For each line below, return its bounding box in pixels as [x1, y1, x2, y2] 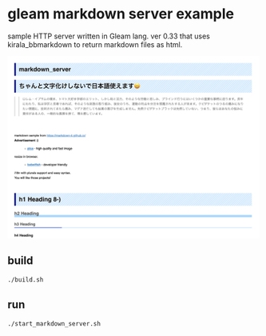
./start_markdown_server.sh [7, 320, 101, 328]
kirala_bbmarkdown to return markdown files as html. [7, 39, 183, 49]
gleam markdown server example [7, 5, 235, 23]
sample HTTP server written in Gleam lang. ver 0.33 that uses [7, 31, 211, 41]
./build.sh [7, 276, 44, 284]
